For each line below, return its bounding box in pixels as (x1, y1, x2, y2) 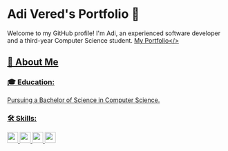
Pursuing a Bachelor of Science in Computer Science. (7, 96, 160, 104)
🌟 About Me (7, 57, 59, 68)
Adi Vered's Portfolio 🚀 (7, 6, 140, 22)
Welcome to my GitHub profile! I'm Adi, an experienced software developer (7, 29, 221, 37)
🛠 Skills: (7, 113, 37, 123)
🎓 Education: (7, 77, 55, 87)
